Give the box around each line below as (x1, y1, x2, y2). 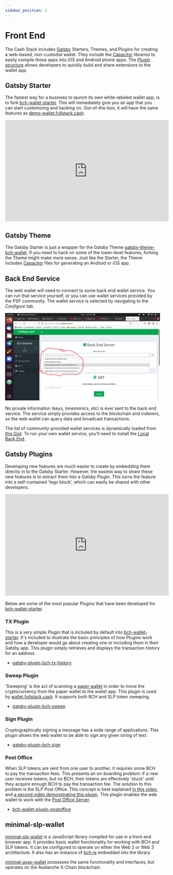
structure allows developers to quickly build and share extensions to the (5, 62, 151, 68)
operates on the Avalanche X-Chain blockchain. (5, 864, 102, 870)
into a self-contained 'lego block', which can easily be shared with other (5, 479, 151, 485)
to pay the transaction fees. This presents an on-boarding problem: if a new (5, 770, 158, 776)
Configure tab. (5, 304, 34, 309)
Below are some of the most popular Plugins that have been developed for (5, 600, 156, 607)
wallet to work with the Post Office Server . (5, 797, 90, 802)
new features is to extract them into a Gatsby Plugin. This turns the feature (5, 474, 156, 480)
